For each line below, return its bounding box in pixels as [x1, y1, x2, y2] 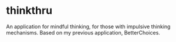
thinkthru [6, 4, 53, 17]
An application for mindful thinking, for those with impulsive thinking [6, 23, 171, 30]
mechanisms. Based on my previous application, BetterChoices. [6, 29, 160, 36]
